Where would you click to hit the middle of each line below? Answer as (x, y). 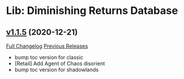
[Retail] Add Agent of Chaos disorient (60, 63)
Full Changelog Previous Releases (47, 46)
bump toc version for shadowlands (57, 70)
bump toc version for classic (49, 57)
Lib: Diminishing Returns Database (92, 11)
